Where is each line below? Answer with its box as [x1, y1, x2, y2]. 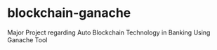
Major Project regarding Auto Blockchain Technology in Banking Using [7, 28, 211, 37]
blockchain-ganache [7, 5, 131, 21]
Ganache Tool [7, 35, 48, 44]
